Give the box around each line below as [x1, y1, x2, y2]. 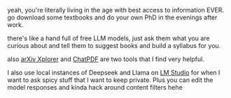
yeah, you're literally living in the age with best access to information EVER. [7, 6, 225, 14]
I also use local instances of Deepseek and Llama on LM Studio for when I [7, 69, 220, 76]
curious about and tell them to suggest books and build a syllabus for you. [7, 42, 221, 49]
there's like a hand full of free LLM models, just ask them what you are [7, 34, 210, 42]
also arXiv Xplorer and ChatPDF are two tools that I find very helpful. [7, 55, 204, 63]
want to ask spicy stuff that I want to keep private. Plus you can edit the [7, 76, 213, 84]
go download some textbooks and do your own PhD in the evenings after [7, 13, 218, 22]
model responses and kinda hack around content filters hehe [7, 83, 183, 91]
